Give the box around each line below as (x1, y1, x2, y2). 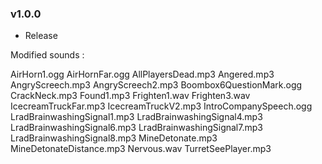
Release (24, 30, 58, 42)
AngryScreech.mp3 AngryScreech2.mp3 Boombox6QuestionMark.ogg (10, 79, 303, 91)
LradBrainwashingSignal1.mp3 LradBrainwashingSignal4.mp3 (10, 111, 263, 123)
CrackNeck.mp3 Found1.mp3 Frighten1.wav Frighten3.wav (10, 90, 251, 102)
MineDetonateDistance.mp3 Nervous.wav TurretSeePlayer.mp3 (10, 143, 272, 155)
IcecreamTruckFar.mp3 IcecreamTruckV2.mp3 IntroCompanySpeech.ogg (10, 100, 313, 112)
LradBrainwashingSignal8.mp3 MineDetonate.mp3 (10, 132, 218, 144)
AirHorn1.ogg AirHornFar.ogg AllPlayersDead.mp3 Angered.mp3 (10, 68, 275, 81)
